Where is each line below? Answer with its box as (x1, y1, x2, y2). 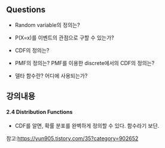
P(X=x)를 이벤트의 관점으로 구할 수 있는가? (14, 34, 115, 41)
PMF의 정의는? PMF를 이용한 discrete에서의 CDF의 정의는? (14, 59, 155, 66)
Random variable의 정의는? (14, 21, 81, 29)
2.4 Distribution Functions (6, 108, 73, 115)
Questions (6, 5, 46, 15)
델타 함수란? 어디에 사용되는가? (14, 72, 88, 79)
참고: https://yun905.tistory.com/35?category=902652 (6, 135, 139, 142)
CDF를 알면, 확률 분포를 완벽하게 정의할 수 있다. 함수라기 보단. (14, 122, 160, 129)
